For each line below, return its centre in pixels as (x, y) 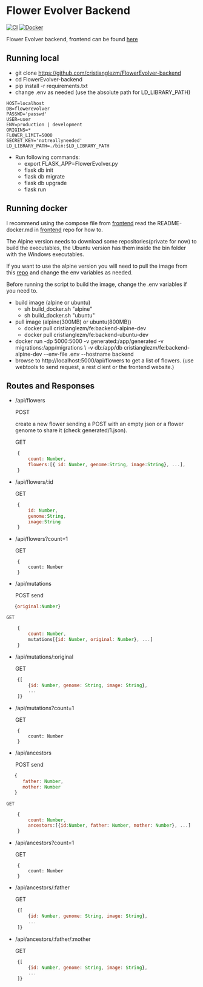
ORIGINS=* (19, 130)
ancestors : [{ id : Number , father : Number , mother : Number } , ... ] (110, 826)
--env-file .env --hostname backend (89, 354)
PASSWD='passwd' (27, 114)
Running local (33, 58)
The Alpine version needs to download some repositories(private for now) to (101, 241)
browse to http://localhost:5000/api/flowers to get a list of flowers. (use (104, 360)
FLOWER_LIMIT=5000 (29, 135)
